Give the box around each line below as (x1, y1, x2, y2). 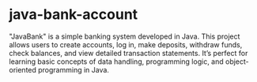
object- (225, 57, 250, 66)
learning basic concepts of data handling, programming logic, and (9, 57, 224, 66)
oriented (9, 65, 36, 74)
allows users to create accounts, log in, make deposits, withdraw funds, (9, 39, 243, 49)
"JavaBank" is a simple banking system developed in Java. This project (9, 32, 240, 41)
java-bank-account (9, 6, 138, 24)
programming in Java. (37, 65, 110, 74)
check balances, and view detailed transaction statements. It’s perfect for (9, 48, 248, 58)
